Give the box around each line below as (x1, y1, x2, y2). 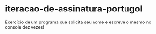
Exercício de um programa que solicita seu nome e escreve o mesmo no (5, 19, 152, 25)
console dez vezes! (5, 24, 44, 30)
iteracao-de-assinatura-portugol (5, 3, 143, 14)
